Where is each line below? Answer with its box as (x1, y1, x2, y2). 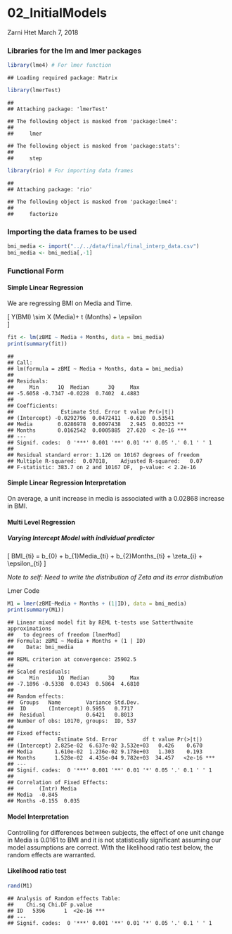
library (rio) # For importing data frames (7, 167, 134, 174)
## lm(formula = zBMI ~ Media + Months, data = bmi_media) (7, 365, 184, 372)
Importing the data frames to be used (7, 226, 137, 236)
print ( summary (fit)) (7, 340, 68, 347)
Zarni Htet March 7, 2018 (7, 28, 79, 37)
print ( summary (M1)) (7, 606, 65, 613)
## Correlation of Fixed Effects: (7, 779, 109, 786)
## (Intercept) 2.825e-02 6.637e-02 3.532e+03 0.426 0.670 (7, 742, 202, 750)
